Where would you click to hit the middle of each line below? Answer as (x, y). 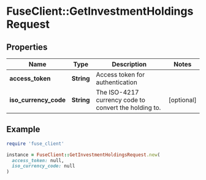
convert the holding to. (128, 108)
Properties (27, 47)
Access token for (120, 75)
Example (23, 129)
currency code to (120, 100)
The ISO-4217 (117, 92)
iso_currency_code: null (44, 166)
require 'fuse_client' (35, 143)
